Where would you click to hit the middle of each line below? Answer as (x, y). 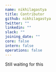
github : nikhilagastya (28, 18)
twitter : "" (17, 23)
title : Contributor (25, 14)
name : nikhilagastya (26, 9)
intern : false (19, 46)
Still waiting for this (24, 64)
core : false (17, 41)
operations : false (24, 50)
